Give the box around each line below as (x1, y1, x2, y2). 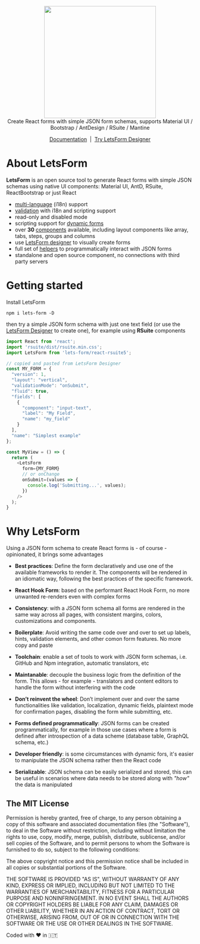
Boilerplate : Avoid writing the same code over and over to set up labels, (14, 629, 191, 636)
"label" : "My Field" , (21, 410, 76, 417)
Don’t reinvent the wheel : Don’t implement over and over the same (14, 695, 180, 702)
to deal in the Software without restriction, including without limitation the (6, 827, 186, 834)
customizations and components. (14, 618, 97, 625)
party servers (14, 258, 48, 265)
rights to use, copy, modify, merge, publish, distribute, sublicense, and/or (6, 833, 186, 840)
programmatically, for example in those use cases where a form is (14, 726, 177, 734)
